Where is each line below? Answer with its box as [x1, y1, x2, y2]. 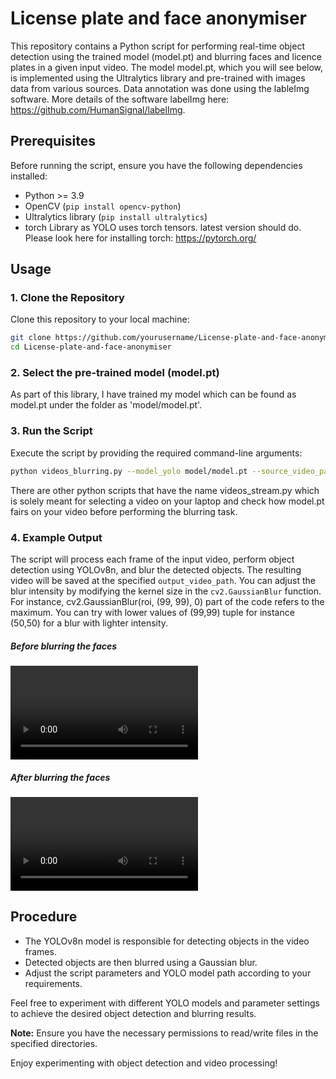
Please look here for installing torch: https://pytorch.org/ [24, 232, 257, 244]
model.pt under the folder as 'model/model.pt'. [10, 399, 203, 411]
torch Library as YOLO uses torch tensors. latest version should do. [24, 221, 302, 233]
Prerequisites [10, 133, 96, 150]
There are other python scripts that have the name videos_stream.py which [10, 484, 320, 496]
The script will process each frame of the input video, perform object [10, 553, 295, 565]
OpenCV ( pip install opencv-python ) [24, 200, 182, 212]
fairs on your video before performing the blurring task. [10, 505, 238, 517]
